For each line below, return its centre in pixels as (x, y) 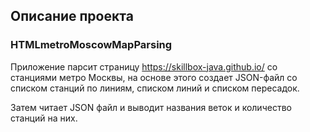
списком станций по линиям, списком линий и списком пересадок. (155, 88)
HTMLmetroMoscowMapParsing (91, 45)
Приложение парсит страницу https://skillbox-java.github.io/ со (144, 66)
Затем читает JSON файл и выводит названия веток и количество (151, 107)
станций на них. (44, 118)
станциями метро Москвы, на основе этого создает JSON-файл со (154, 77)
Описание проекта (72, 16)
